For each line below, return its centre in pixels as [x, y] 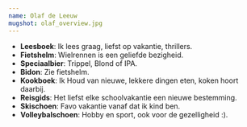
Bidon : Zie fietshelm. [54, 72]
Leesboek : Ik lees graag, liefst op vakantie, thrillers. [106, 46]
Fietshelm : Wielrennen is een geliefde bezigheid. [102, 55]
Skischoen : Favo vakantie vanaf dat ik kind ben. [100, 106]
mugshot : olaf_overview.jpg [56, 23]
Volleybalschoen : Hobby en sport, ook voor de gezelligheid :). [124, 114]
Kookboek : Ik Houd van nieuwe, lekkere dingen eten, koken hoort [129, 80]
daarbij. [33, 88]
